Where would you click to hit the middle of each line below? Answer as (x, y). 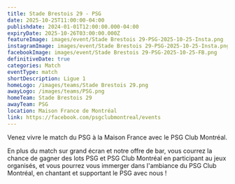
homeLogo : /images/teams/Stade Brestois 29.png (78, 85)
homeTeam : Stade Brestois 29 (50, 98)
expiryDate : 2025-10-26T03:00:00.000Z (64, 33)
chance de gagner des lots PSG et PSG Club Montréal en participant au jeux (117, 158)
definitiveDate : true (39, 59)
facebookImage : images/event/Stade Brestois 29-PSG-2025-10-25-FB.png (112, 53)
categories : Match (34, 66)
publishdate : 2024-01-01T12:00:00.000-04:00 (73, 26)
